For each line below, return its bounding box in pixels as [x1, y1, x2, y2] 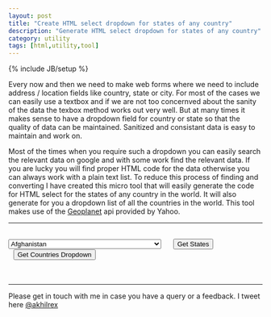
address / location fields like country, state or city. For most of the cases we [8, 88, 261, 98]
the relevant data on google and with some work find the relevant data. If [8, 155, 251, 165]
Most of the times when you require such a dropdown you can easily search [8, 147, 261, 156]
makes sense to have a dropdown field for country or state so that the [8, 114, 240, 123]
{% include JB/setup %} [8, 64, 89, 73]
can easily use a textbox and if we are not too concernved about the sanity [8, 97, 256, 106]
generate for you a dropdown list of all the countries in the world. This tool [8, 198, 255, 208]
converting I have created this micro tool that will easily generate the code [8, 181, 255, 190]
